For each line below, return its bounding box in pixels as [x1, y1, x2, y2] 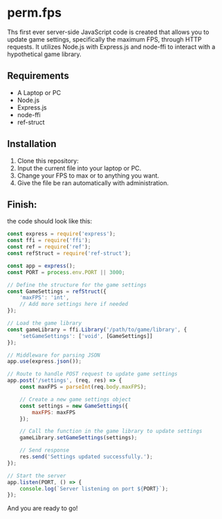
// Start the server [7, 472, 67, 479]
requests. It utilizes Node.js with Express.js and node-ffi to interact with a [7, 42, 216, 51]
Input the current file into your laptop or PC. [17, 164, 142, 172]
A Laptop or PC [17, 88, 61, 96]
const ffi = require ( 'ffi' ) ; [7, 237, 91, 244]
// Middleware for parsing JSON [7, 352, 100, 359]
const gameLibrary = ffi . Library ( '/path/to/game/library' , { [7, 326, 187, 333]
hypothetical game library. [7, 50, 82, 58]
